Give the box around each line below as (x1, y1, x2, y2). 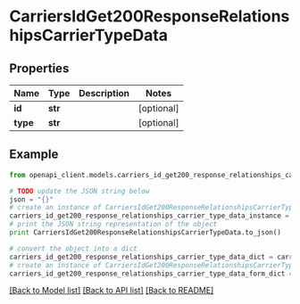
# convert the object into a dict (9, 243, 138, 253)
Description (79, 87, 129, 99)
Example (9, 147, 59, 162)
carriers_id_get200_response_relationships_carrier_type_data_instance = (9, 211, 290, 220)
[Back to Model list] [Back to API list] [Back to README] (9, 285, 214, 296)
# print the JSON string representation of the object (9, 220, 218, 229)
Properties (9, 61, 70, 76)
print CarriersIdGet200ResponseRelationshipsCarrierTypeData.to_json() (9, 228, 281, 237)
